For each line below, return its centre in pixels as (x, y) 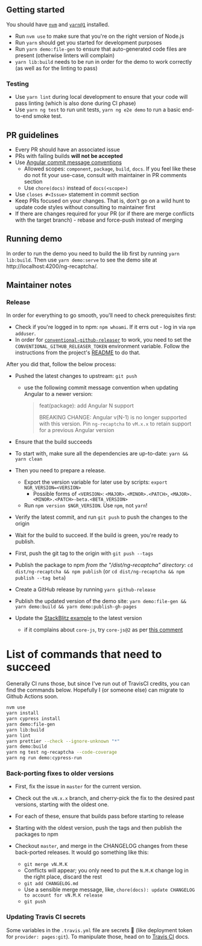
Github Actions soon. (32, 697)
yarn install (23, 713)
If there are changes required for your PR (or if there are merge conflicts (105, 213)
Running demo (34, 239)
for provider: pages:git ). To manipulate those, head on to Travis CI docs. (98, 936)
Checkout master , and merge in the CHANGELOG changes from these (101, 846)
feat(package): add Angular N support (86, 406)
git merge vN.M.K (46, 865)
